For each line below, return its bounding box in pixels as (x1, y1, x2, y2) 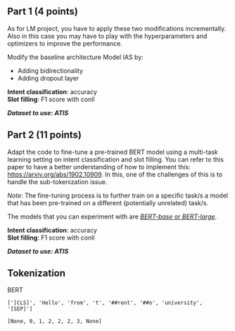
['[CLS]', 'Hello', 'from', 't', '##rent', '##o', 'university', (7, 299, 203, 306)
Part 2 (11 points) (7, 129, 82, 141)
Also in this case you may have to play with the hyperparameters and (7, 32, 208, 40)
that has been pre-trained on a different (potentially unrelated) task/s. (7, 198, 209, 207)
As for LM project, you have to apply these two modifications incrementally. (7, 24, 227, 32)
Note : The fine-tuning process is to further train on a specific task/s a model (7, 191, 229, 200)
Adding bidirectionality (17, 66, 83, 74)
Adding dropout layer (17, 74, 80, 82)
